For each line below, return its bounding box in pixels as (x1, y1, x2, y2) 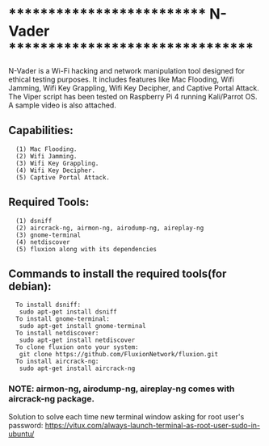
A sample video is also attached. (8, 100, 117, 110)
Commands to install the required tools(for (8, 267, 227, 280)
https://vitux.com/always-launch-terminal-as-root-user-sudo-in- (44, 420, 261, 430)
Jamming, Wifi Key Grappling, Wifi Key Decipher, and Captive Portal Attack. (8, 82, 260, 93)
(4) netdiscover (15, 238, 70, 246)
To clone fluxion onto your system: (15, 343, 139, 351)
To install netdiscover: (15, 329, 99, 338)
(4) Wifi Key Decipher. (15, 166, 95, 175)
